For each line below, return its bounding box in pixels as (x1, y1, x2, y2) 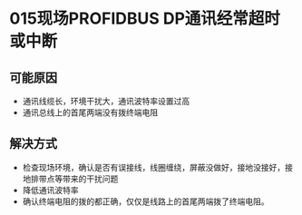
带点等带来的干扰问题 (38, 173, 119, 184)
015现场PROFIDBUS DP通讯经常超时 (9, 8, 281, 29)
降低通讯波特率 (22, 184, 79, 195)
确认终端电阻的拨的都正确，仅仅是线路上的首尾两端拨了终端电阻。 (22, 196, 269, 207)
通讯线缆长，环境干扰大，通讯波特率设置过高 (22, 96, 190, 106)
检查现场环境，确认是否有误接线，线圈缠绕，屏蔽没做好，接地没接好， (22, 161, 286, 172)
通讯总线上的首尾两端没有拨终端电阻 (22, 107, 159, 118)
